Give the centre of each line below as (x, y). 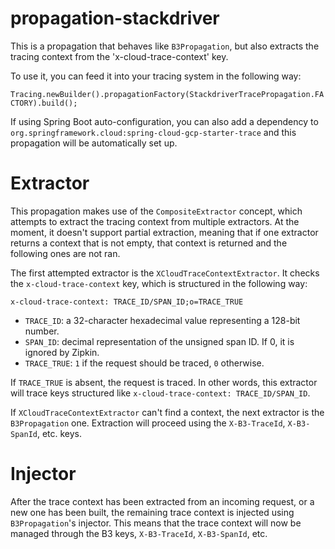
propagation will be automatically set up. (94, 143)
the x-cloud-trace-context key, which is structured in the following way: (159, 283)
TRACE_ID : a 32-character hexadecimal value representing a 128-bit (162, 320)
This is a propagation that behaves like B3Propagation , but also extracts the (165, 46)
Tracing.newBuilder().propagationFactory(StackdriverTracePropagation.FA (167, 94)
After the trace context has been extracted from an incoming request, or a (162, 501)
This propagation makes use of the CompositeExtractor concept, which (156, 211)
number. (42, 331)
